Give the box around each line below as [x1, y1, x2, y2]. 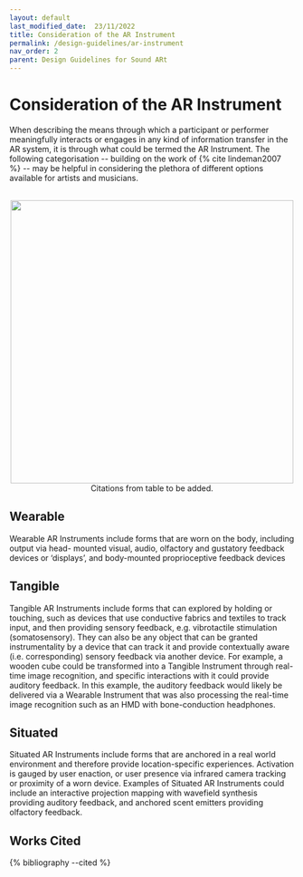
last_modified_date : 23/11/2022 [9, 22, 136, 31]
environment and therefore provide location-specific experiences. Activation [9, 758, 295, 770]
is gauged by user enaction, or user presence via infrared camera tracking [9, 768, 287, 779]
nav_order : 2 [9, 47, 59, 56]
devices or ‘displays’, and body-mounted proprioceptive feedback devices [9, 552, 286, 563]
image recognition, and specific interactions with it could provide [27, 670, 270, 680]
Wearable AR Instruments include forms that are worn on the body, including [9, 533, 295, 544]
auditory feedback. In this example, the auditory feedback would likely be [9, 679, 283, 690]
